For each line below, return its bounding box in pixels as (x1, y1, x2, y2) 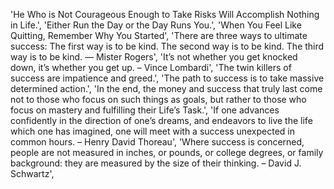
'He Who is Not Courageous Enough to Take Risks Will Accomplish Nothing (10, 9, 320, 20)
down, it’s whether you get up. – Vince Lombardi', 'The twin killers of (10, 62, 292, 73)
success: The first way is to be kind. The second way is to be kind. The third (10, 40, 325, 52)
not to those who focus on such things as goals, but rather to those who (10, 94, 307, 105)
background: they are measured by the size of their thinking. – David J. (10, 157, 302, 169)
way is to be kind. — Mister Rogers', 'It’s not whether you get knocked (10, 51, 298, 63)
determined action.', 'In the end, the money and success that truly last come (10, 83, 323, 94)
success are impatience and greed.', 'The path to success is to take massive (10, 72, 325, 84)
